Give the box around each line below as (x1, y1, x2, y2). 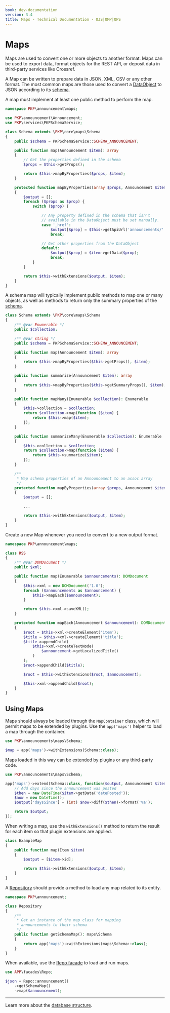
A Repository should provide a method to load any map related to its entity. (5, 884, 161, 890)
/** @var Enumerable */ (14, 322, 65, 327)
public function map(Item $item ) (14, 847, 85, 852)
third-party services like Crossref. (5, 66, 76, 72)
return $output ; (14, 809, 49, 814)
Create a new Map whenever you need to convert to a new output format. (5, 531, 158, 537)
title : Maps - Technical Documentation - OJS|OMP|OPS (5, 17, 121, 22)
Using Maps (5, 705, 44, 713)
